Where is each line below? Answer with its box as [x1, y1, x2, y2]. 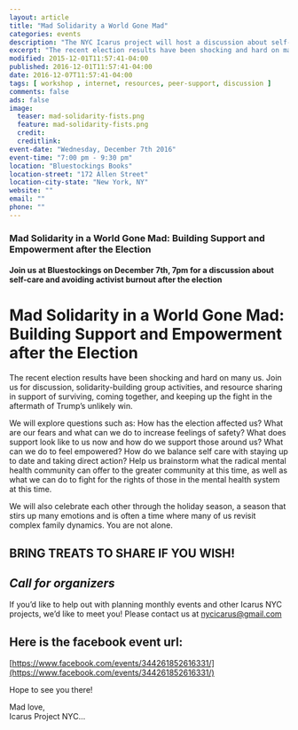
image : [9, 104, 34, 113]
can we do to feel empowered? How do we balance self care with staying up [9, 446, 288, 457]
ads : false [9, 95, 50, 105]
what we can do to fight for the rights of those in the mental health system [9, 475, 280, 485]
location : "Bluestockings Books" [9, 161, 133, 170]
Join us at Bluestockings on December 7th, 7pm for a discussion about [9, 265, 275, 276]
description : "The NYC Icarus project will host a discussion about [9, 37, 268, 47]
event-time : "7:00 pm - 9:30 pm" [9, 153, 133, 162]
